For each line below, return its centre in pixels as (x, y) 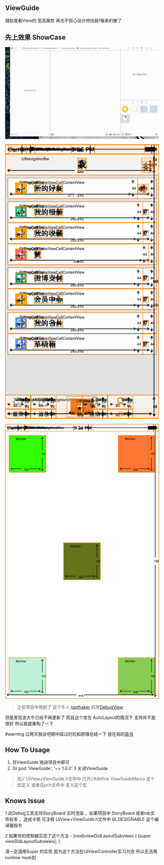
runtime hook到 (20, 857)
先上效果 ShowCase (35, 38)
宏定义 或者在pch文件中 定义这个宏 (52, 785)
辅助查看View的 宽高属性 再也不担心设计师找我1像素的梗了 (63, 20)
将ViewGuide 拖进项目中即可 (41, 763)
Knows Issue (25, 801)
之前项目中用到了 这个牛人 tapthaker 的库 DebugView (70, 707)
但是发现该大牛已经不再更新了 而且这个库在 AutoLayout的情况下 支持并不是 (81, 717)
